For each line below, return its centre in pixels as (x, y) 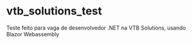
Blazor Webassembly (33, 34)
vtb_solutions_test (54, 11)
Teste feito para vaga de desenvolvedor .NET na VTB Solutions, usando (96, 28)
